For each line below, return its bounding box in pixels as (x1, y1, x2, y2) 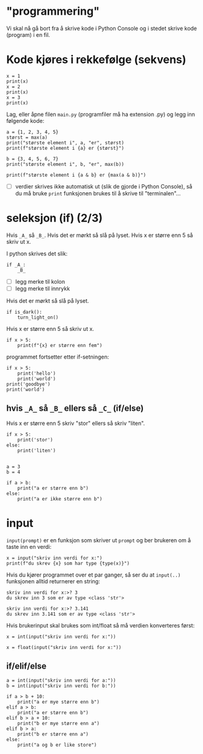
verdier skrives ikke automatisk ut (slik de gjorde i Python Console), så (15, 182, 193, 190)
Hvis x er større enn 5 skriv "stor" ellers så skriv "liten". (6, 419, 146, 427)
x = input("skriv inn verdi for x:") (6, 554, 103, 561)
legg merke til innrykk (15, 284, 70, 292)
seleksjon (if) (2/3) (6, 211, 103, 225)
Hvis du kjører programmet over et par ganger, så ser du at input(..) (6, 571, 181, 578)
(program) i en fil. (6, 31, 50, 38)
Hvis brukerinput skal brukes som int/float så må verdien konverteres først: (6, 621, 195, 629)
